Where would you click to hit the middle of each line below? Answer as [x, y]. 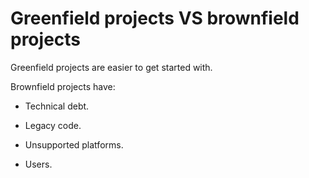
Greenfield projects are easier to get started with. [111, 67]
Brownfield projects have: [63, 86]
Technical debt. [57, 106]
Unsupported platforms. [74, 144]
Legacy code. [53, 125]
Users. [38, 164]
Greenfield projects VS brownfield [155, 18]
